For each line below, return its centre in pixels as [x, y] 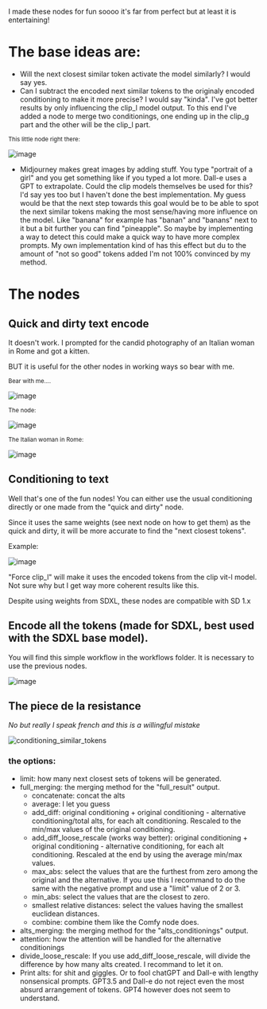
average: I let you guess [71, 804]
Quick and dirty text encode [79, 324]
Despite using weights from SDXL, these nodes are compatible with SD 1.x [130, 601]
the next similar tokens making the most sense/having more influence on [139, 211]
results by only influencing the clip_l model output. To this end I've [128, 107]
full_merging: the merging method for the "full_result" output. [120, 787]
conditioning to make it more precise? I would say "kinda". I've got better [139, 99]
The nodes [44, 294]
